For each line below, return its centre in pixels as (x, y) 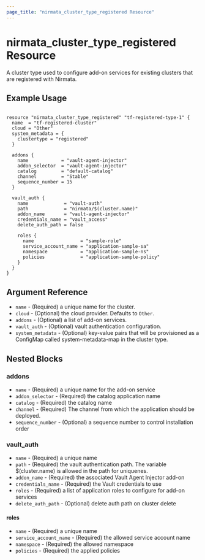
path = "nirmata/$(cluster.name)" (78, 209)
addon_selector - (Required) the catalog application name (88, 396)
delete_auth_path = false (50, 225)
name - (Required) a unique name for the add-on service (85, 389)
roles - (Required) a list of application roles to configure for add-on (100, 491)
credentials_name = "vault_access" (63, 220)
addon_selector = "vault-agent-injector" (72, 166)
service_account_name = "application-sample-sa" (86, 247)
